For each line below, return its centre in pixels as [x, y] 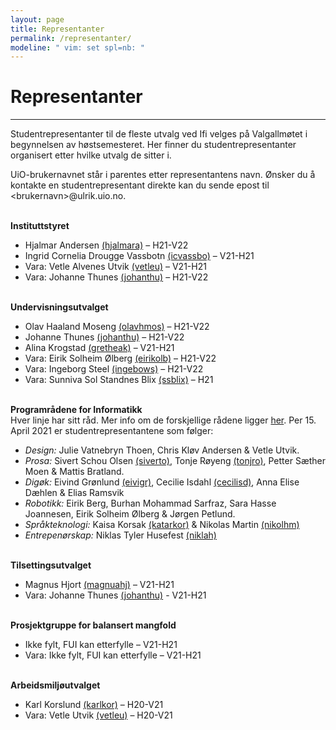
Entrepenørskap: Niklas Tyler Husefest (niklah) [120, 535]
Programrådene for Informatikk [76, 410]
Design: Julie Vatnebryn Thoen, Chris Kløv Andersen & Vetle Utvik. [162, 450]
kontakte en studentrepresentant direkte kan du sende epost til [140, 185]
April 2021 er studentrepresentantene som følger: [112, 431]
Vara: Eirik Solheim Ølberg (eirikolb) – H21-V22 [120, 358]
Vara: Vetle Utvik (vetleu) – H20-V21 [98, 715]
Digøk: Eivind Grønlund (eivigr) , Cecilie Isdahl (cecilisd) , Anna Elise [162, 482]
